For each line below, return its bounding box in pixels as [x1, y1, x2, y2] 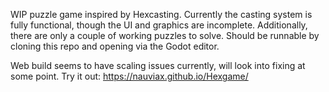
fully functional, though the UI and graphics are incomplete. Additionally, [10, 19, 308, 31]
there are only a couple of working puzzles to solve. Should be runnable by [10, 30, 320, 41]
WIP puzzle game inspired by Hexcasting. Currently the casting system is [10, 9, 313, 20]
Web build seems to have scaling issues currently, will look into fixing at [10, 60, 306, 71]
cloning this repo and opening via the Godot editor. [10, 40, 220, 52]
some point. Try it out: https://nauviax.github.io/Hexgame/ [10, 70, 249, 82]
